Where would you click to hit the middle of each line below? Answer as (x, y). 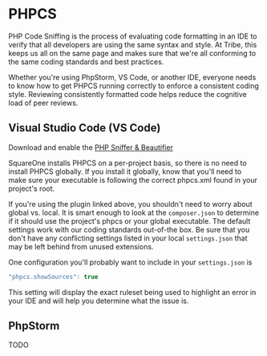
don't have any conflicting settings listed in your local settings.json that (128, 238)
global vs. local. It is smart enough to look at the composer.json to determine (133, 212)
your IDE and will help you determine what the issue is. (99, 301)
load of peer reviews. (43, 103)
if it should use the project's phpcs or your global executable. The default (129, 220)
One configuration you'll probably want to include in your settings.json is (130, 262)
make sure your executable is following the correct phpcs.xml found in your (133, 180)
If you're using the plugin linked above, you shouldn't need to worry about (130, 204)
